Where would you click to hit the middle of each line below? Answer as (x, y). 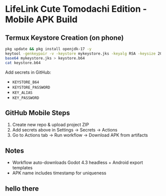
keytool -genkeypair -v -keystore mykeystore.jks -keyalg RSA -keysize (80, 53)
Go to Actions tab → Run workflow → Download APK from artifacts (80, 135)
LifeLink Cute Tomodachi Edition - (76, 9)
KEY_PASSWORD (26, 98)
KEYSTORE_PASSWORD (31, 87)
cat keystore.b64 (23, 63)
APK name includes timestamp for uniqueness (59, 173)
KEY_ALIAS (22, 93)
